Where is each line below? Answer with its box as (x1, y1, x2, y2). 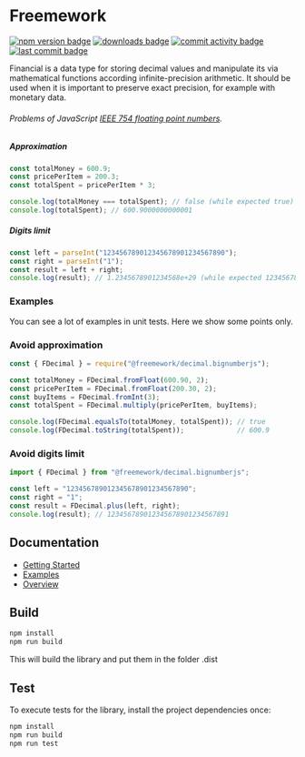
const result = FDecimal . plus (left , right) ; (9, 501, 181, 510)
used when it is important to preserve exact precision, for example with (9, 82, 275, 93)
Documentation (9, 535, 100, 550)
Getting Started (22, 559, 80, 570)
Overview (22, 579, 59, 590)
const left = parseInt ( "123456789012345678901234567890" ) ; (9, 247, 238, 257)
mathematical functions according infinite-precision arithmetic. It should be (9, 72, 291, 83)
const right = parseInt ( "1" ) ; (9, 257, 124, 266)
